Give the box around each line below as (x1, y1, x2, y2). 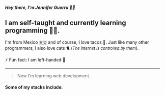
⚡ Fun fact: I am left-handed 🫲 (5, 57, 66, 63)
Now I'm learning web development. (17, 73, 91, 79)
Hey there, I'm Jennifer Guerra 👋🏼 (5, 4, 75, 10)
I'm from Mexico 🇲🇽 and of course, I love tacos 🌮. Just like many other (5, 39, 149, 45)
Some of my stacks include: (5, 84, 63, 90)
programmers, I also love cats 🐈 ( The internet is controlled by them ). (5, 45, 139, 51)
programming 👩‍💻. (5, 26, 60, 34)
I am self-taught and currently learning (5, 18, 126, 27)
